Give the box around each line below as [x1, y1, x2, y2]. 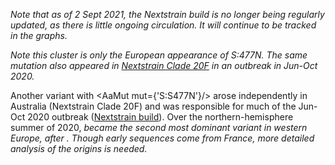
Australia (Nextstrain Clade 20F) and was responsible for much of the [10, 100, 297, 112]
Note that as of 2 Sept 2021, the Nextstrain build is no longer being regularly [10, 9, 325, 20]
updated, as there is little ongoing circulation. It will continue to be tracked [10, 19, 317, 31]
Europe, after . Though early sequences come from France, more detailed [10, 132, 315, 144]
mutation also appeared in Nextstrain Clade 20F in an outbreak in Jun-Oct [10, 60, 318, 71]
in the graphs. [10, 30, 68, 41]
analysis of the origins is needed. [10, 143, 148, 154]
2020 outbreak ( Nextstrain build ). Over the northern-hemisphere [27, 111, 294, 123]
